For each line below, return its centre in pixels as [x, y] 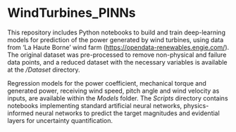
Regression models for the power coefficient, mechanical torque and [107, 83]
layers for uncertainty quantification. [60, 120]
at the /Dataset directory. [44, 70]
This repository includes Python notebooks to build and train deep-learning [116, 32]
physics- [196, 105]
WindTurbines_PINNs [72, 13]
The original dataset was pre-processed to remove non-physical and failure [117, 55]
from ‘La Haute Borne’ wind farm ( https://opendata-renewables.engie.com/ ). [118, 47]
